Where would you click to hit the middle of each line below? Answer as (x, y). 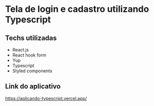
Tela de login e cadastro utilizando (77, 9)
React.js (21, 50)
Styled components (32, 71)
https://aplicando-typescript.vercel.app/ (46, 98)
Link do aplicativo (33, 86)
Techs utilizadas (31, 38)
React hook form (29, 55)
